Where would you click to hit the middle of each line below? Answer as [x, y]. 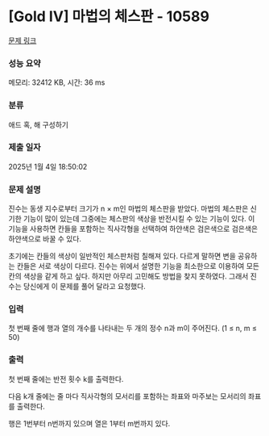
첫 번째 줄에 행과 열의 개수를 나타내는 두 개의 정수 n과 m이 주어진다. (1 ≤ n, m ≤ [133, 329]
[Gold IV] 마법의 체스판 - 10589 [109, 17]
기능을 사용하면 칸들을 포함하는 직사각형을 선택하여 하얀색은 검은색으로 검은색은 [133, 229]
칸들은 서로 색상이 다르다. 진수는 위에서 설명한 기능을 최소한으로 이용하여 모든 [138, 266]
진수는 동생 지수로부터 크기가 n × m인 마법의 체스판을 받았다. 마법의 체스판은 [128, 209]
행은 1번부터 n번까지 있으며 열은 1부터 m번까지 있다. [89, 423]
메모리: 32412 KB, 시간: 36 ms [57, 82]
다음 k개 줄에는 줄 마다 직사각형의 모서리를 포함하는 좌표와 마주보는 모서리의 [128, 396]
